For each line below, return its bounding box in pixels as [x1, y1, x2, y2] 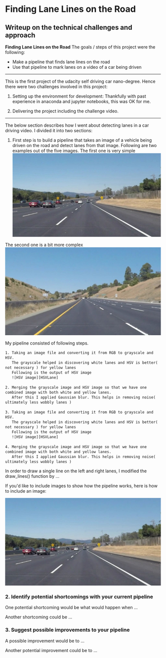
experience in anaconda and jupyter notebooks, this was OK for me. [12, 99, 151, 104]
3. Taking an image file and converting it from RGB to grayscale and [5, 409, 154, 414]
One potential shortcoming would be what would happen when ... [5, 605, 138, 610]
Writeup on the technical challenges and [5, 23, 132, 32]
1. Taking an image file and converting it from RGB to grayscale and [5, 350, 154, 355]
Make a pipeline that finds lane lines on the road [12, 59, 110, 65]
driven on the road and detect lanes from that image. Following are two [12, 143, 157, 148]
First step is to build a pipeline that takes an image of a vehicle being [12, 137, 152, 143]
